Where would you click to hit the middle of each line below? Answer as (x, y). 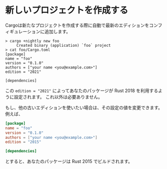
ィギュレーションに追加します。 (38, 31)
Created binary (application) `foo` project (64, 45)
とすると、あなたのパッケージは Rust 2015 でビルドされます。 (69, 161)
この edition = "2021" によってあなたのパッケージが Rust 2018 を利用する (82, 91)
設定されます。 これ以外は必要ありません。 (58, 97)
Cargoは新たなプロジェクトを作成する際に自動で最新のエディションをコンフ (84, 25)
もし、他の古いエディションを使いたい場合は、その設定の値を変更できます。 (84, 107)
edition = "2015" (23, 142)
